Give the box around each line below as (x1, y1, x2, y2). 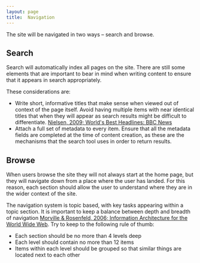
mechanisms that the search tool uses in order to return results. (14, 138, 172, 145)
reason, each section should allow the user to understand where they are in (6, 184, 193, 191)
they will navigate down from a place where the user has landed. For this (6, 178, 186, 185)
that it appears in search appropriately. (6, 77, 102, 84)
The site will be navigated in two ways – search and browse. (6, 30, 154, 38)
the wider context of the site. (6, 190, 78, 197)
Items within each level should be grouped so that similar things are (14, 245, 181, 252)
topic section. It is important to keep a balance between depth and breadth (6, 208, 190, 215)
